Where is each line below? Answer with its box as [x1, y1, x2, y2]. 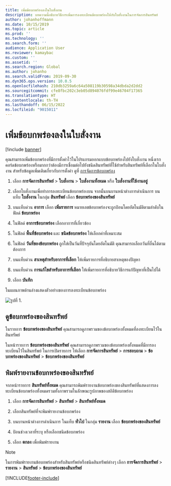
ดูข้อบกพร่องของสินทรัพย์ [5, 312, 67, 321]
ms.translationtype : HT [5, 93, 56, 98]
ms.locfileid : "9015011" [5, 107, 58, 112]
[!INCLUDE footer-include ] [5, 475, 60, 481]
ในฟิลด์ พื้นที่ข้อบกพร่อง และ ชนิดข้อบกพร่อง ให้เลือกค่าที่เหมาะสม [12, 230, 122, 236]
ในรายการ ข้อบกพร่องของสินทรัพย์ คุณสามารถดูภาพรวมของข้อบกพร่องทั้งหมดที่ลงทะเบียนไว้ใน [5, 326, 162, 332]
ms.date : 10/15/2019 [5, 21, 50, 27]
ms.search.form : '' [5, 41, 47, 46]
